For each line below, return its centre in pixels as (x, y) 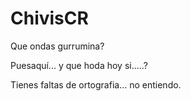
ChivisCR (49, 18)
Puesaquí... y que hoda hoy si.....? (79, 65)
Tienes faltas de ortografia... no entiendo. (96, 84)
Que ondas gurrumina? (57, 46)
